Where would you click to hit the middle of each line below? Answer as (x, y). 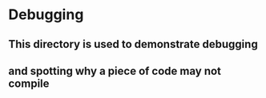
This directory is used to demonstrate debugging (133, 44)
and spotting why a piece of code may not (115, 71)
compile (29, 83)
